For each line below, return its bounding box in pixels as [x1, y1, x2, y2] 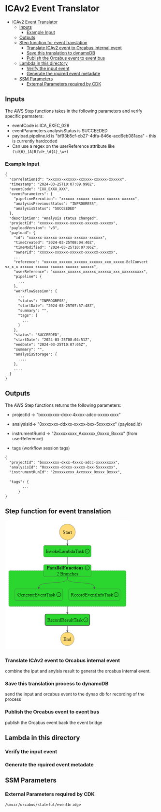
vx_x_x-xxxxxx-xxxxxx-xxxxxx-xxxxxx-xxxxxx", [5, 264, 98, 270]
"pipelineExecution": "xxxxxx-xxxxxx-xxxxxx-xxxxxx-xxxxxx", [14, 196, 139, 202]
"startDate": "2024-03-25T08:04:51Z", [14, 337, 92, 343]
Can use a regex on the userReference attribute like [12, 143, 115, 149]
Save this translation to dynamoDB [26, 50, 95, 56]
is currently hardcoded [12, 138, 58, 144]
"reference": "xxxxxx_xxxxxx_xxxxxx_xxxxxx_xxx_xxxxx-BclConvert [14, 259, 148, 265]
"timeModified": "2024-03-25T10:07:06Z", [14, 245, 98, 250]
